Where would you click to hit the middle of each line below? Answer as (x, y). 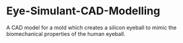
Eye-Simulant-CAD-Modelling (83, 11)
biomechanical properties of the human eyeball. (66, 33)
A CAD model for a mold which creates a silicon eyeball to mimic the (91, 27)
